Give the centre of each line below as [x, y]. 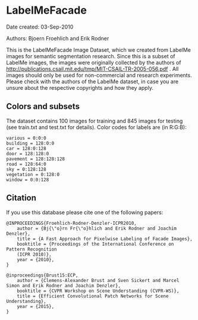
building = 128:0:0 [30, 143]
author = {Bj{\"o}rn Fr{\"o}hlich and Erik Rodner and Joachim [97, 228]
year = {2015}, [36, 306]
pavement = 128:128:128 [36, 159]
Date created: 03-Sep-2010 [40, 27]
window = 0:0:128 [28, 180]
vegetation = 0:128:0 [33, 174]
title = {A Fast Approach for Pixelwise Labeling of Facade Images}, [105, 239]
